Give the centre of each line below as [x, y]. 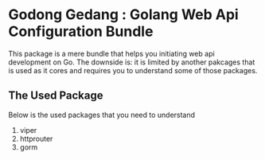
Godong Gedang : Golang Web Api [123, 15]
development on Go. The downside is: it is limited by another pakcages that [132, 62]
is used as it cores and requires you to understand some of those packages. [133, 70]
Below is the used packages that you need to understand [102, 115]
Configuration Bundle [81, 31]
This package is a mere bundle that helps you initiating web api [111, 53]
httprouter [36, 139]
